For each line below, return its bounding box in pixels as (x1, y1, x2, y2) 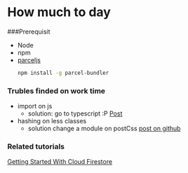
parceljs (17, 55, 41, 64)
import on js (17, 102, 53, 111)
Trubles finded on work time (7, 85, 106, 95)
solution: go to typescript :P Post (27, 109, 123, 118)
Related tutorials (7, 141, 65, 151)
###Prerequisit (7, 27, 51, 36)
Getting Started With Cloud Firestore (7, 158, 113, 166)
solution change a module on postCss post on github (27, 124, 181, 133)
